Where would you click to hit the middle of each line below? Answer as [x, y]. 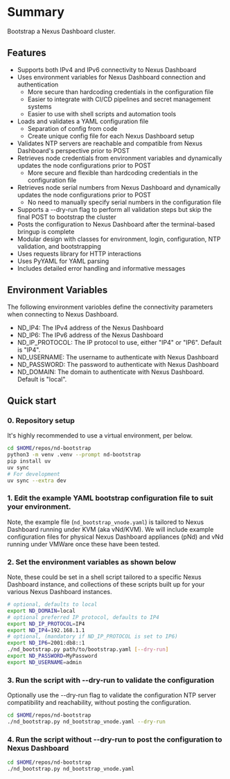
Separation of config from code [72, 128]
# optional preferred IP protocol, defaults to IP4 [83, 617]
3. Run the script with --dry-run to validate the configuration [111, 680]
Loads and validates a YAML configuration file [83, 121]
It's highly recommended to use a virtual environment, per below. [100, 436]
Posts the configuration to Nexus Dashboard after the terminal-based [116, 224]
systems [39, 106]
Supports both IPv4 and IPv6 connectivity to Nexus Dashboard [107, 69]
